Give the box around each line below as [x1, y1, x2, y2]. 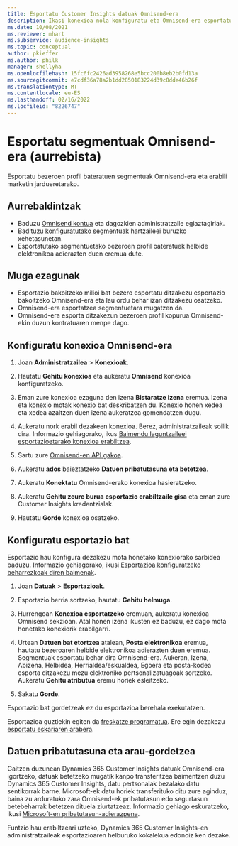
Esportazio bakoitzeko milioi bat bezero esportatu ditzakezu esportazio [17, 288, 225, 297]
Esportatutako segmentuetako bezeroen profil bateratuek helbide [17, 242, 209, 250]
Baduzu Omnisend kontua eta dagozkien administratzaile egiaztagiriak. [17, 219, 225, 227]
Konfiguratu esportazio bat [7, 534, 130, 546]
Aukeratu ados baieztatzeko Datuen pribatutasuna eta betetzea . [17, 465, 209, 473]
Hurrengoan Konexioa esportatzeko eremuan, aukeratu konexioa [17, 609, 209, 618]
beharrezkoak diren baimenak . [7, 568, 97, 577]
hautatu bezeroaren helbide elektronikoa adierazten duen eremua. [17, 646, 211, 654]
